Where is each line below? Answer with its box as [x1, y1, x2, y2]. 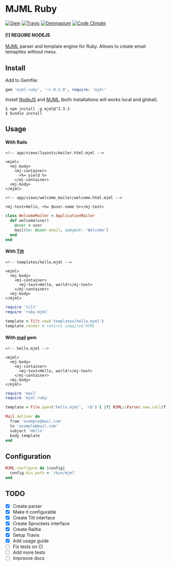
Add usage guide [12, 538, 49, 544]
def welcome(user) [10, 218, 50, 223]
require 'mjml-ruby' [5, 396, 50, 401]
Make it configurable [12, 509, 57, 515]
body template [10, 433, 40, 438]
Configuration [5, 452, 51, 461]
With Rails [5, 139, 28, 145]
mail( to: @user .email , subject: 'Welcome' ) [14, 228, 109, 233]
